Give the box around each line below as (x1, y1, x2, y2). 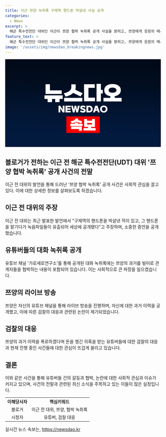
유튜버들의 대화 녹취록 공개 (5, 246, 82, 254)
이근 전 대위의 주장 (5, 203, 58, 212)
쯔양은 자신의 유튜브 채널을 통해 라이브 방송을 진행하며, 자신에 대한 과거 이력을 (5, 303, 156, 309)
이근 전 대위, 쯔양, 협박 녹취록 (31, 407, 88, 413)
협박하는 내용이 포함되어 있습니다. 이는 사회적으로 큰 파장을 (22, 266, 136, 272)
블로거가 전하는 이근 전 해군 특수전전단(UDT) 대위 (5, 158, 147, 166)
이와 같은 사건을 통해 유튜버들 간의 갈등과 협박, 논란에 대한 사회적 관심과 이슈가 (5, 375, 157, 381)
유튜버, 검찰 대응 (43, 414, 76, 420)
